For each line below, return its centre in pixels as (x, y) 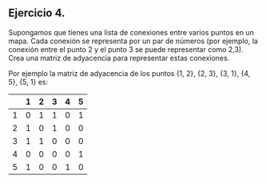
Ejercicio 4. (37, 13)
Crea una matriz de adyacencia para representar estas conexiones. (119, 58)
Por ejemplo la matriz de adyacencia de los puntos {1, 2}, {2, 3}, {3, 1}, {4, (129, 73)
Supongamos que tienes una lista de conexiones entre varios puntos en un (131, 32)
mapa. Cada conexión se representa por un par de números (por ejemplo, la (133, 41)
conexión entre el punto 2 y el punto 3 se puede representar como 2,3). (126, 49)
